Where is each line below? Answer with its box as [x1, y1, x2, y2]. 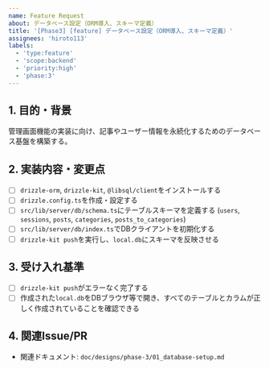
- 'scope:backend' [15, 57, 78, 65]
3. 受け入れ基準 [8, 259, 84, 274]
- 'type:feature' [15, 49, 74, 57]
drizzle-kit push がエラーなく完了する [19, 283, 149, 292]
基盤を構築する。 [14, 136, 72, 146]
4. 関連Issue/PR [8, 329, 88, 342]
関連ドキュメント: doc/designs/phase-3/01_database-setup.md [19, 352, 225, 362]
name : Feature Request [8, 11, 84, 20]
